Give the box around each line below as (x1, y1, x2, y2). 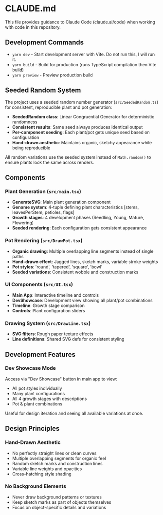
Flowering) (12, 220, 34, 226)
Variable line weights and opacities (12, 466, 82, 472)
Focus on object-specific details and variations (12, 504, 106, 510)
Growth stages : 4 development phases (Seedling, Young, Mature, (12, 215, 145, 221)
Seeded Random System (5, 86, 81, 95)
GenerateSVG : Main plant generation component (12, 199, 111, 205)
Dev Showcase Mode (5, 365, 56, 372)
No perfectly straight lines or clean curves (12, 450, 97, 456)
